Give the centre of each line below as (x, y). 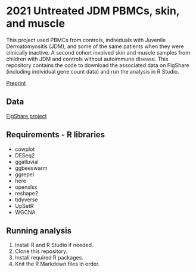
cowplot (25, 149)
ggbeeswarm (31, 168)
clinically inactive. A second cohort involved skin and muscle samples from (98, 52)
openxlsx (26, 187)
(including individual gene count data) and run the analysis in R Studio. (93, 71)
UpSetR (24, 205)
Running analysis (39, 231)
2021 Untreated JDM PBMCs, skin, (93, 11)
